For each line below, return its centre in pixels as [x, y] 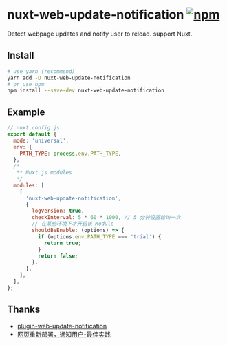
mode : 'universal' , [41, 140]
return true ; [62, 243]
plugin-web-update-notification [62, 326]
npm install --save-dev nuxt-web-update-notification [86, 91]
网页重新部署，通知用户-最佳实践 [64, 334]
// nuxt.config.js [33, 128]
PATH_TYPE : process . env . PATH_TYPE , [71, 154]
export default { [32, 134]
